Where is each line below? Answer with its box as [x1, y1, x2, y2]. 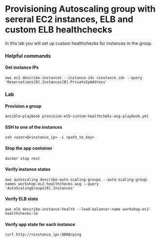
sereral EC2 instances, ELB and [5, 14, 134, 25]
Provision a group [5, 103, 41, 109]
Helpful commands [5, 52, 51, 59]
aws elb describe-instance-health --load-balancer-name [5, 207, 121, 212]
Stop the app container [5, 145, 53, 151]
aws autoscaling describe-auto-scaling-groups [5, 177, 101, 182]
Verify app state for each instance [5, 221, 75, 227]
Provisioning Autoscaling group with [5, 3, 156, 15]
